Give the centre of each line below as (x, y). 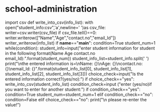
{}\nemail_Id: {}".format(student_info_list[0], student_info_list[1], (69, 68)
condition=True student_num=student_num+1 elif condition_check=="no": (79, 94)
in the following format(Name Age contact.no (50, 53)
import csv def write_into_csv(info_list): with (49, 22)
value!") (13, 105)
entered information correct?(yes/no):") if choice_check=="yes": (70, 79)
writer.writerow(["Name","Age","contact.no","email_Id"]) (61, 38)
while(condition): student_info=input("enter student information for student (80, 48)
